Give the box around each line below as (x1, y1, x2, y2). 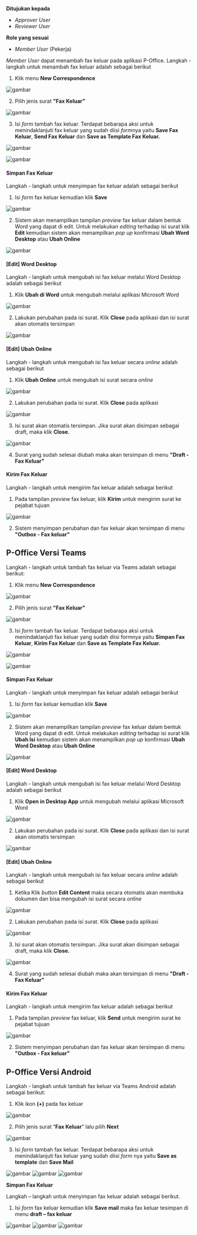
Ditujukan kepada (6, 5, 50, 12)
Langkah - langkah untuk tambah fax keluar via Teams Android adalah (6, 1083, 176, 1090)
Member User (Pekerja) (14, 45, 72, 53)
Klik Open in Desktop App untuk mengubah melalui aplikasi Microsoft (14, 798, 184, 805)
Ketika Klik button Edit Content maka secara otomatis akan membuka (14, 889, 184, 896)
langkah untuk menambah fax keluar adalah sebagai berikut (6, 63, 152, 70)
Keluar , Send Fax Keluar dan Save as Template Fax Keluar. (14, 133, 160, 140)
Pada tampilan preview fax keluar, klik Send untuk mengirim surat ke (14, 1014, 181, 1021)
